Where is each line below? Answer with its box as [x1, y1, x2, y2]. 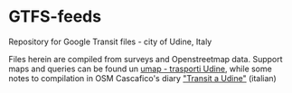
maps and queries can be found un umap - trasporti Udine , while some [8, 63, 272, 74]
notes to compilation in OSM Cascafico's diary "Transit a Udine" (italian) [8, 72, 277, 83]
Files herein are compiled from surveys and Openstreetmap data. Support [8, 53, 283, 64]
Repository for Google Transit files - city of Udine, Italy [8, 36, 212, 47]
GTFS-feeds [8, 6, 101, 27]
